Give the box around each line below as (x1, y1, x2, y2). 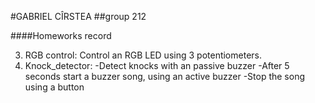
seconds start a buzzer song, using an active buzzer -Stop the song (24, 71, 306, 82)
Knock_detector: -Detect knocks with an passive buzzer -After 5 (24, 60, 290, 71)
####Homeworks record (10, 30, 112, 41)
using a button (24, 81, 85, 93)
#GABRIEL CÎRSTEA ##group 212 (10, 11, 147, 22)
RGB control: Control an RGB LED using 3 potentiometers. (24, 49, 262, 61)
